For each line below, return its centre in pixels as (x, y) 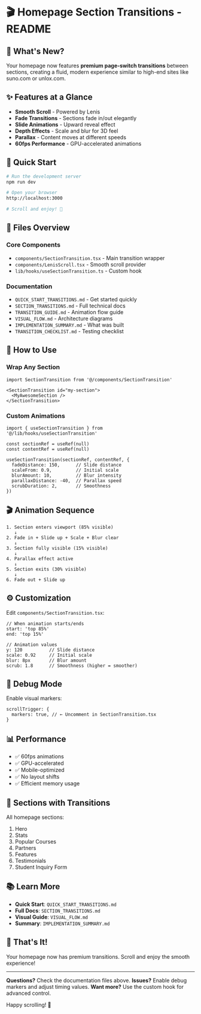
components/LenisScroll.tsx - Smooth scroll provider (80, 264)
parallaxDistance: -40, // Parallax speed (66, 481)
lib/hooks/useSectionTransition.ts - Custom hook (78, 271)
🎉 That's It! (27, 942)
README (29, 29)
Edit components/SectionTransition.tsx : (55, 612)
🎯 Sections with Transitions (58, 803)
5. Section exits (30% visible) (46, 569)
